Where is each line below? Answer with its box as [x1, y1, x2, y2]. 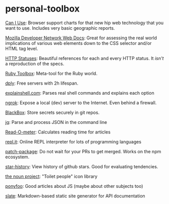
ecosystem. [5, 154, 30, 160]
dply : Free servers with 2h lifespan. [5, 80, 79, 86]
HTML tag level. [5, 45, 38, 51]
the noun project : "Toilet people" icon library [5, 173, 97, 179]
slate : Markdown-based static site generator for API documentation [5, 192, 145, 199]
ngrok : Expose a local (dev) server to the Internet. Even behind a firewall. [5, 99, 157, 106]
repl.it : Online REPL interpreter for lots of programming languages [5, 139, 142, 145]
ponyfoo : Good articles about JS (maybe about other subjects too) [5, 183, 143, 189]
